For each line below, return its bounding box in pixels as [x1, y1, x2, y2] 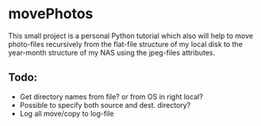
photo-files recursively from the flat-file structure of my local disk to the [8, 39, 244, 48]
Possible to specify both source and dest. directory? [19, 100, 191, 109]
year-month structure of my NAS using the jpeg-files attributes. [8, 48, 216, 57]
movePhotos [8, 5, 94, 23]
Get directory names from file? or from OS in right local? [19, 92, 204, 101]
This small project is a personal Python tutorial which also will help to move [8, 31, 254, 40]
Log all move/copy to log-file [19, 109, 114, 118]
